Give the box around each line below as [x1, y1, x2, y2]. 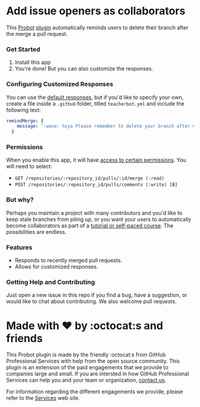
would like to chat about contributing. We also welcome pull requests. [6, 298, 177, 305]
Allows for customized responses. [14, 263, 98, 270]
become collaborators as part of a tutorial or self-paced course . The [6, 222, 174, 229]
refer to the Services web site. [6, 394, 80, 402]
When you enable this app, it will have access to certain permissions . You [6, 156, 186, 164]
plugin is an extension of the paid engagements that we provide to [6, 364, 168, 371]
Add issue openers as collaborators [6, 4, 186, 18]
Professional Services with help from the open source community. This [6, 357, 180, 365]
